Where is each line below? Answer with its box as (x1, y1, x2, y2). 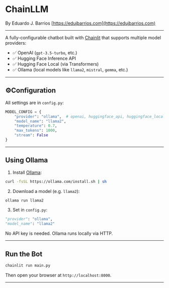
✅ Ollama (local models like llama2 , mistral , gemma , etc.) (12, 66, 128, 72)
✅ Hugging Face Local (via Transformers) (12, 61, 99, 67)
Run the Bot (5, 250, 43, 258)
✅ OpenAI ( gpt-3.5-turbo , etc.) (12, 49, 77, 56)
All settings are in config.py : (5, 100, 64, 106)
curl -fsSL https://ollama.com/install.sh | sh (5, 179, 107, 184)
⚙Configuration (5, 86, 56, 95)
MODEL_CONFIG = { (5, 109, 42, 114)
